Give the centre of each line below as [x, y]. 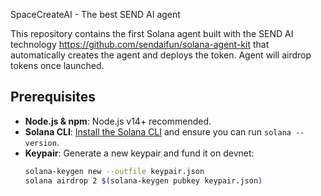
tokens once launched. [57, 65]
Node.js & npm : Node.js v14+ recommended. [118, 121]
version [40, 143]
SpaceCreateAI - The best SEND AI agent [95, 14]
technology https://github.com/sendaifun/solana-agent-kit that [140, 44]
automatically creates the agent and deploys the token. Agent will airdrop [161, 55]
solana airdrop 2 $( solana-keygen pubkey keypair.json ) [143, 180]
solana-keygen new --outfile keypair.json [114, 171]
